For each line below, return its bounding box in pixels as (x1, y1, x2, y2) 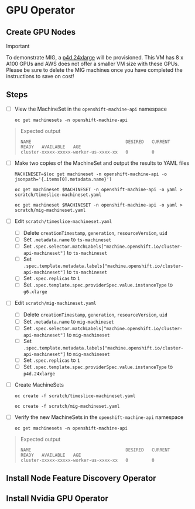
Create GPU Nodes (6, 27, 76, 37)
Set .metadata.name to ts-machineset (23, 236, 112, 243)
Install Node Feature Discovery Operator (6, 473, 156, 483)
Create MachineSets (14, 381, 64, 388)
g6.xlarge (23, 289, 48, 295)
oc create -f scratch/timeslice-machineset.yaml (14, 392, 136, 399)
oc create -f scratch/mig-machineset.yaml (14, 403, 120, 409)
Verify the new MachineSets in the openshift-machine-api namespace (14, 413, 184, 421)
